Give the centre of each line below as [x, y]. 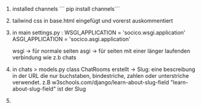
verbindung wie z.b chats [44, 57]
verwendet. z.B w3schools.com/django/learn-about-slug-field [91, 82]
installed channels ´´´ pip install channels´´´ [66, 9]
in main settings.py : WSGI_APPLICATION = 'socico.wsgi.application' [99, 32]
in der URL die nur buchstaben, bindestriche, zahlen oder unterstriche [100, 76]
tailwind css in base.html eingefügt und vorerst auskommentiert [93, 21]
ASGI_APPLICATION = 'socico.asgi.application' [71, 39]
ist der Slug [72, 89]
